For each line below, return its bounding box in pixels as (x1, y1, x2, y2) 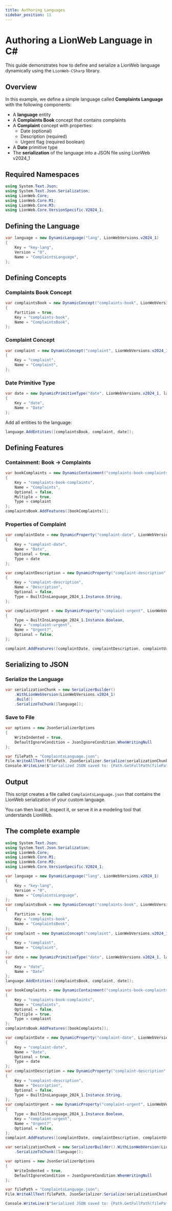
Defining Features (5, 443, 64, 452)
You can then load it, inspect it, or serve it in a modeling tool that (5, 806, 141, 812)
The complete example (5, 827, 80, 835)
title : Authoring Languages (5, 7, 66, 13)
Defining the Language (5, 222, 80, 230)
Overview (5, 83, 37, 91)
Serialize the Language (5, 675, 64, 682)
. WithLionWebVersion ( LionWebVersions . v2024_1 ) (14, 692, 116, 697)
